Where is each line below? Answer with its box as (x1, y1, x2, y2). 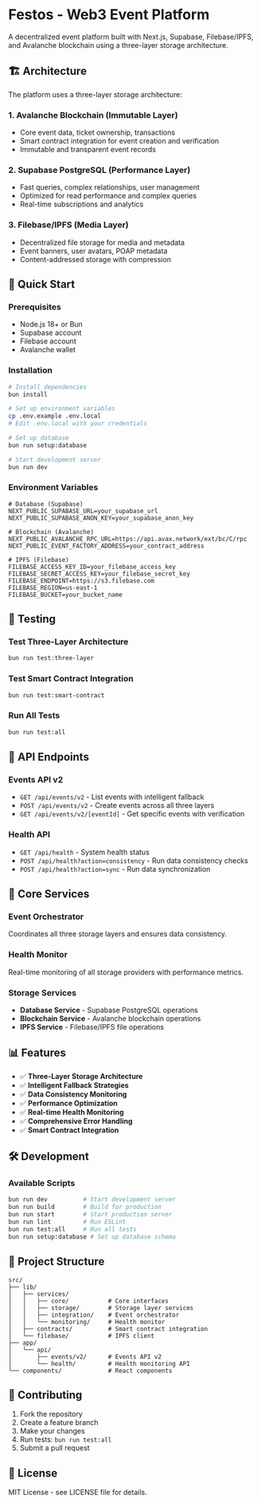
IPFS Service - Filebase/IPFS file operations (19, 1022, 165, 1031)
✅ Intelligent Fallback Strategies (19, 1080, 129, 1089)
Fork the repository (19, 1409, 84, 1419)
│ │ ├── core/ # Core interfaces (8, 1297, 169, 1305)
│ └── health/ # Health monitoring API (8, 1360, 191, 1368)
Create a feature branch (19, 1418, 99, 1427)
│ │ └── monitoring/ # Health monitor (8, 1317, 166, 1326)
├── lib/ (8, 1283, 37, 1291)
